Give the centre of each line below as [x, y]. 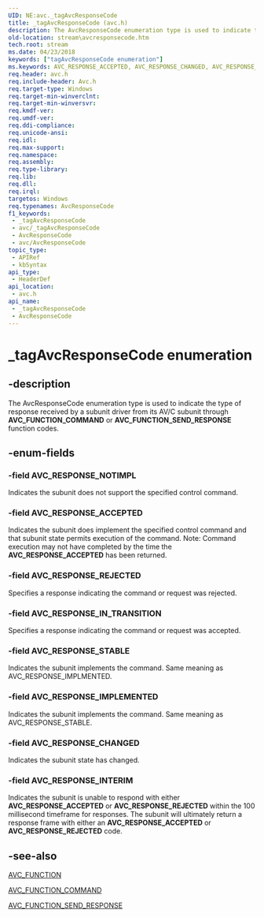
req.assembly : [31, 162]
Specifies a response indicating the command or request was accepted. [125, 631]
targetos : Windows [38, 199]
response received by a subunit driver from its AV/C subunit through [119, 412]
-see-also [33, 856]
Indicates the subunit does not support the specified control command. [123, 493]
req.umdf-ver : [31, 118]
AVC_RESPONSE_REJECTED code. [66, 831]
